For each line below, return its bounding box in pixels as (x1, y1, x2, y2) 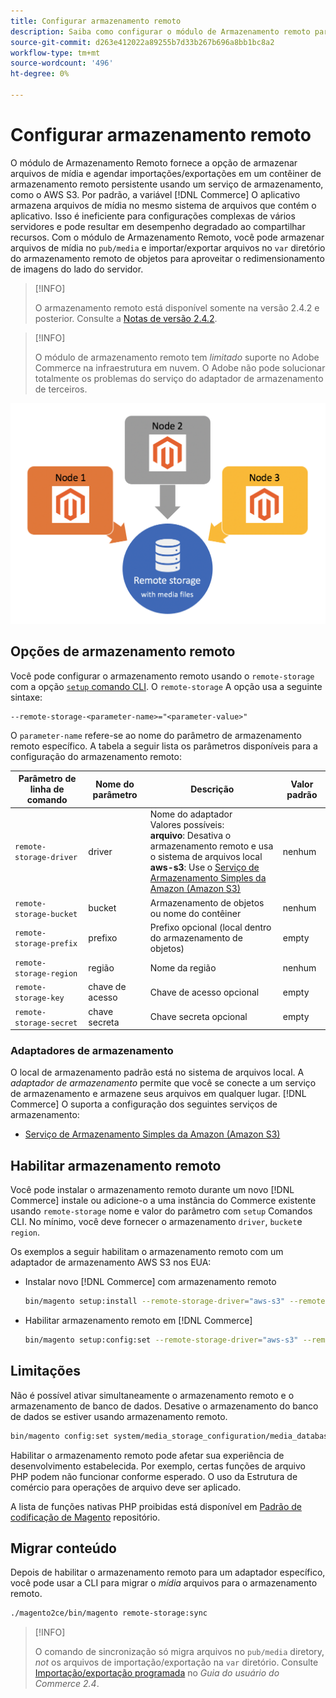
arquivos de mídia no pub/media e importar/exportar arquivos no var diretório (10, 241, 326, 254)
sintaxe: (10, 691, 43, 703)
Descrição (190, 783, 235, 795)
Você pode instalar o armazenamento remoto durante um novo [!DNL (10, 1184, 295, 1196)
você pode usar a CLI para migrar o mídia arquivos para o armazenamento (10, 1577, 318, 1589)
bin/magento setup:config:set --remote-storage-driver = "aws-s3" (24, 1335, 299, 1345)
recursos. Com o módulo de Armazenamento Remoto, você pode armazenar (10, 231, 325, 243)
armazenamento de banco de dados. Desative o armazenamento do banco (10, 1400, 319, 1412)
